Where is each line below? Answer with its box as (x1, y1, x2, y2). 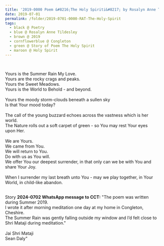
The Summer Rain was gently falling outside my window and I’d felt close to (5, 215, 157, 221)
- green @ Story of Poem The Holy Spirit (9, 43, 95, 48)
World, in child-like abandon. (5, 179, 63, 185)
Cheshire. (5, 209, 24, 215)
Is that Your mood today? (5, 102, 56, 108)
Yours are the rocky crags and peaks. (5, 76, 81, 82)
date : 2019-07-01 (5, 12, 41, 17)
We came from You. (5, 143, 45, 149)
